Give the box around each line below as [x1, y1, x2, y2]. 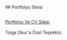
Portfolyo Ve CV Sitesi [5, 19, 50, 25]
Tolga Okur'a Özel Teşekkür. [5, 30, 63, 35]
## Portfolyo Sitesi [5, 4, 43, 10]
